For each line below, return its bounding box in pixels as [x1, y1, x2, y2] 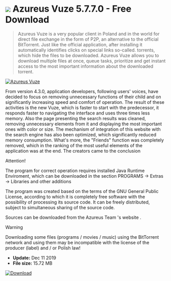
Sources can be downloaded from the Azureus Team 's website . [5, 214, 141, 220]
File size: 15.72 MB [12, 260, 53, 266]
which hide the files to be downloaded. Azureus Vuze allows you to [17, 52, 159, 59]
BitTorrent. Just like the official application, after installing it [17, 41, 143, 47]
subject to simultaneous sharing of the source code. [5, 204, 115, 210]
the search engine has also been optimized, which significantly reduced [5, 131, 157, 137]
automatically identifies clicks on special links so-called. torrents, [17, 47, 155, 53]
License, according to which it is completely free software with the [5, 193, 145, 200]
